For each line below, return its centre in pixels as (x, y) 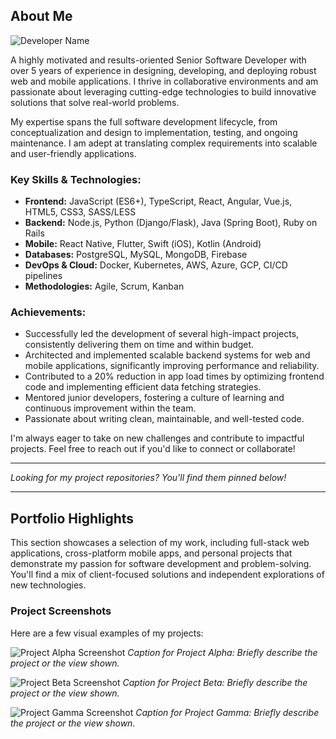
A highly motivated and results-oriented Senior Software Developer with (158, 60)
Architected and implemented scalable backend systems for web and (167, 355)
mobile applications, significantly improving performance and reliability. (172, 366)
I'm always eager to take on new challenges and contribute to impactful (157, 438)
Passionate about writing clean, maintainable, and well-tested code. (164, 419)
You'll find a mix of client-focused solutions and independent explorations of (167, 575)
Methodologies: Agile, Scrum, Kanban (104, 286)
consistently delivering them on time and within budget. (139, 345)
